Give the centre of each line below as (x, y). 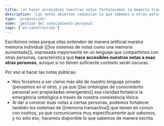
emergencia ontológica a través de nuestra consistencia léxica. (75, 97)
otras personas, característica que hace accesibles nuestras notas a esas (80, 57)
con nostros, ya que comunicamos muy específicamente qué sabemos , (84, 113)
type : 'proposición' (26, 19)
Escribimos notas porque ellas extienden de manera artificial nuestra (74, 42)
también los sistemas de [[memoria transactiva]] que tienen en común (83, 108)
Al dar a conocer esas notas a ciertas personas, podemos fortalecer (81, 102)
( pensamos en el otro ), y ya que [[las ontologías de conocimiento (78, 87)
